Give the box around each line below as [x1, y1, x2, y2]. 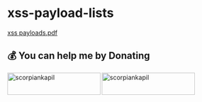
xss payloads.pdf [7, 28, 58, 37]
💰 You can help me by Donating [7, 50, 150, 62]
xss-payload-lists [7, 5, 114, 21]
